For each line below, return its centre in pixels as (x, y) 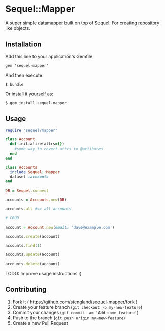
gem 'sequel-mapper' (27, 66)
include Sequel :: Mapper (35, 172)
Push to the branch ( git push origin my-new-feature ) (69, 318)
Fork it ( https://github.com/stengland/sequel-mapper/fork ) (75, 302)
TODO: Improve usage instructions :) (44, 274)
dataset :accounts (29, 177)
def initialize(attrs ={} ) (37, 144)
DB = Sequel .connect (27, 191)
